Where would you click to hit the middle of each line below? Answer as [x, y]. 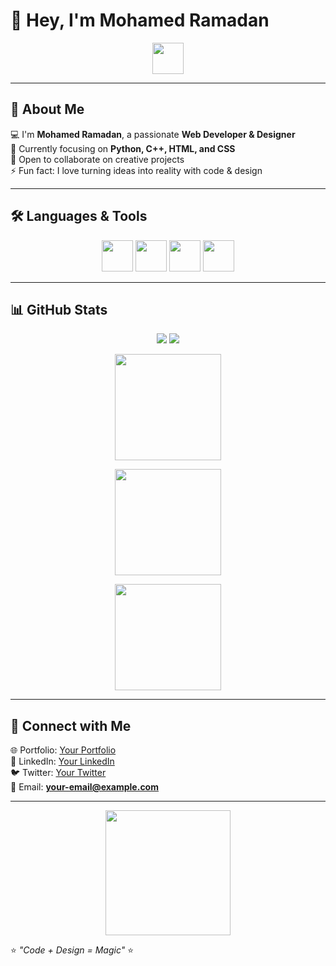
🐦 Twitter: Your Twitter [58, 773]
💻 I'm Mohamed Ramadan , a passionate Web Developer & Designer [153, 134]
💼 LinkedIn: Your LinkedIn [62, 761]
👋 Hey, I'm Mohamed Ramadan [140, 20]
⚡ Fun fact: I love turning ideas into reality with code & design [136, 170]
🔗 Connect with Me [71, 725]
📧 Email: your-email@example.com [84, 787]
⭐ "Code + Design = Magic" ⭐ [72, 950]
